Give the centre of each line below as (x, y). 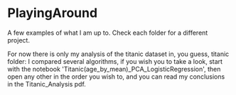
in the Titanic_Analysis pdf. (47, 84)
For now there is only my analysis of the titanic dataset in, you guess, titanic (118, 54)
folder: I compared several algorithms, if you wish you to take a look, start (115, 61)
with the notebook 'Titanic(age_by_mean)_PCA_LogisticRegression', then (114, 69)
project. (19, 40)
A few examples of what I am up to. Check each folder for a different (108, 33)
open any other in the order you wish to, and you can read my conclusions (116, 77)
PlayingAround (53, 13)
